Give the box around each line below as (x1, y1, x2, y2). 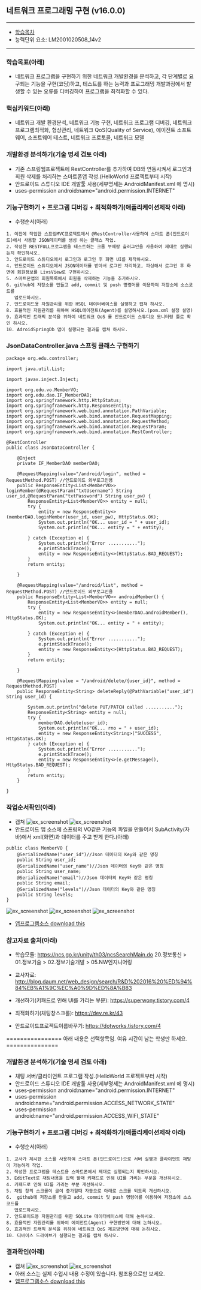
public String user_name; (17, 868, 82, 874)
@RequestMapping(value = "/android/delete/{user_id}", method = (17, 678, 181, 684)
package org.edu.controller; (6, 356, 79, 362)
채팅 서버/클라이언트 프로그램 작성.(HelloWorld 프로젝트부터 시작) (14, 1073, 167, 1080)
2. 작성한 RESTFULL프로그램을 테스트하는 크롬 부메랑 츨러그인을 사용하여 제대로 (6, 244, 178, 250)
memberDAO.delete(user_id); (38, 720, 109, 726)
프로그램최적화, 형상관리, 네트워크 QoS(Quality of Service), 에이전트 (14, 127, 176, 134)
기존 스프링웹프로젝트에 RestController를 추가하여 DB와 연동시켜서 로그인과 (14, 165, 192, 172)
